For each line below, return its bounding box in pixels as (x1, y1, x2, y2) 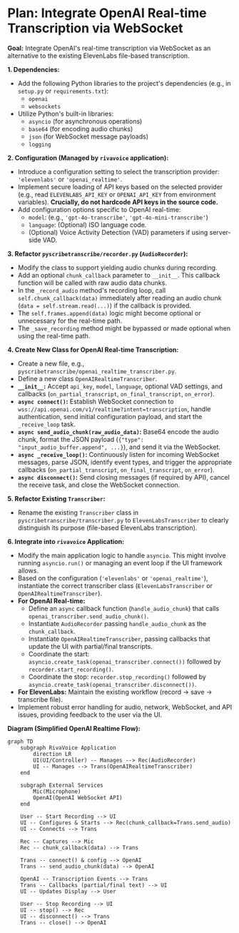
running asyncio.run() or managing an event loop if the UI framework (17, 558, 223, 567)
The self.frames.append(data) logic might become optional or (17, 308, 201, 317)
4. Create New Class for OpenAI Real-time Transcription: (7, 345, 179, 354)
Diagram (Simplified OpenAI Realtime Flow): (7, 724, 141, 732)
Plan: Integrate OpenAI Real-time (7, 5, 207, 21)
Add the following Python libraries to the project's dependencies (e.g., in (17, 79, 231, 87)
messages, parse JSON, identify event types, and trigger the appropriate (17, 458, 232, 466)
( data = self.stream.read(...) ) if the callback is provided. (17, 301, 191, 310)
